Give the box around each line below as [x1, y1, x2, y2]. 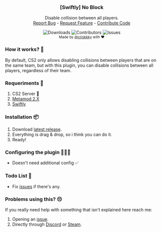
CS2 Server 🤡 [12, 91, 40, 97]
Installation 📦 [5, 114, 39, 120]
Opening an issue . [12, 216, 49, 222]
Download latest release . [12, 126, 62, 133]
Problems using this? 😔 [5, 195, 62, 202]
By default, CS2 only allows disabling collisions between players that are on [5, 57, 157, 63]
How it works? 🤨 [5, 46, 44, 53]
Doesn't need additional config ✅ [12, 160, 79, 166]
